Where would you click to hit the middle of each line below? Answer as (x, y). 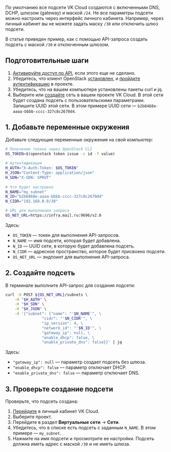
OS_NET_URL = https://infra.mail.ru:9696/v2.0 (53, 215)
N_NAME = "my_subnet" (26, 192)
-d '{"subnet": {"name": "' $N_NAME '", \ (58, 314)
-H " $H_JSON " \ (31, 309)
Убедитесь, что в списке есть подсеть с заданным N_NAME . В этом (84, 428)
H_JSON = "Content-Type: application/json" (50, 173)
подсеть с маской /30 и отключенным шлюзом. (57, 45)
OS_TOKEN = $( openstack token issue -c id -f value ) (60, 154)
